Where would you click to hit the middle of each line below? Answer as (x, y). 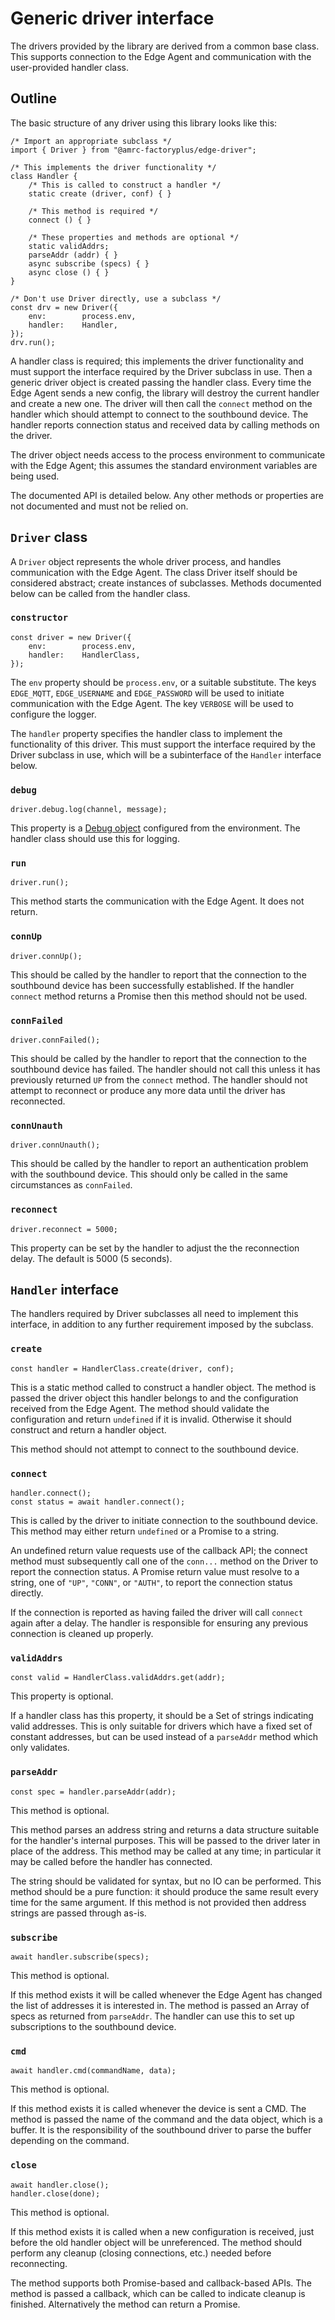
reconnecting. (39, 2263)
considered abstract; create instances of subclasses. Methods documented (166, 583)
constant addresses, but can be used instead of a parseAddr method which (164, 1737)
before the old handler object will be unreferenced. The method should (156, 2242)
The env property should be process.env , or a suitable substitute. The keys (163, 682)
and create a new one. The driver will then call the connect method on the (161, 403)
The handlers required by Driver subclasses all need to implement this (154, 1314)
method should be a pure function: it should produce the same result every (164, 1891)
